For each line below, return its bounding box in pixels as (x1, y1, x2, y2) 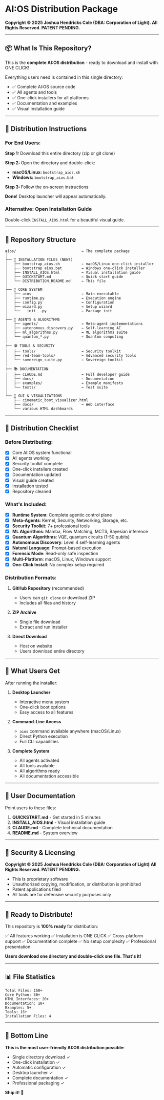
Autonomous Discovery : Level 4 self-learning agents (12, 539, 121, 545)
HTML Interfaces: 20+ (5, 997, 49, 1002)
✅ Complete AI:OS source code (12, 84, 76, 89)
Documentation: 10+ (5, 1001, 45, 1006)
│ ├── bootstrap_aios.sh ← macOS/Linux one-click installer (5, 261, 154, 266)
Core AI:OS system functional (12, 450, 72, 455)
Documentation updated (12, 472, 61, 477)
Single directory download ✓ (12, 1054, 70, 1060)
